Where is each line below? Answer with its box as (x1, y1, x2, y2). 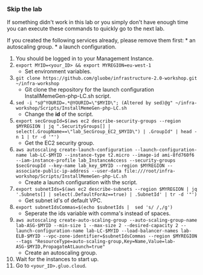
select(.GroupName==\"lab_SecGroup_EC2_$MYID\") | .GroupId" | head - (15, 129, 198, 135)
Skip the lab (7, 5, 42, 13)
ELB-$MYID (15, 233, 41, 239)
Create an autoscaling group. (24, 249, 97, 256)
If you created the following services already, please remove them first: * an (7, 37, 196, 44)
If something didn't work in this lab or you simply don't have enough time (7, 19, 188, 26)
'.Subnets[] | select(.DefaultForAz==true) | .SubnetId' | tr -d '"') (15, 191, 198, 198)
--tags (15, 239, 33, 245)
